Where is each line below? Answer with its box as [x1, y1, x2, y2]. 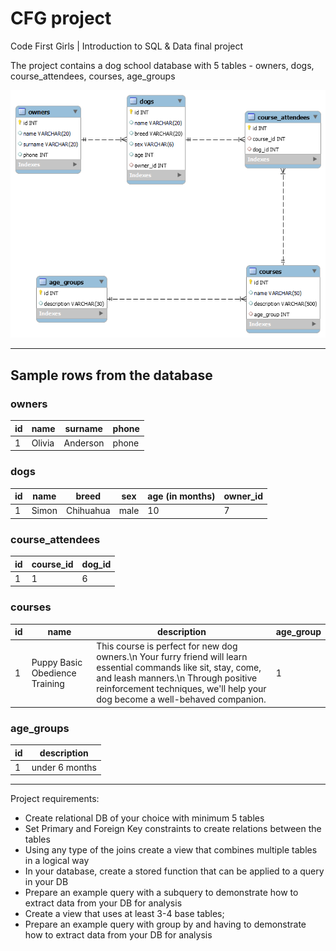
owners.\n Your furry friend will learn [96, 651, 248, 663]
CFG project [10, 7, 112, 30]
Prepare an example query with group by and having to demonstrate [24, 918, 307, 931]
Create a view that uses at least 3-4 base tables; [24, 908, 225, 920]
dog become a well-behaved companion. [96, 693, 267, 706]
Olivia [31, 437, 55, 449]
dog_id [81, 558, 112, 570]
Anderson [63, 437, 105, 449]
